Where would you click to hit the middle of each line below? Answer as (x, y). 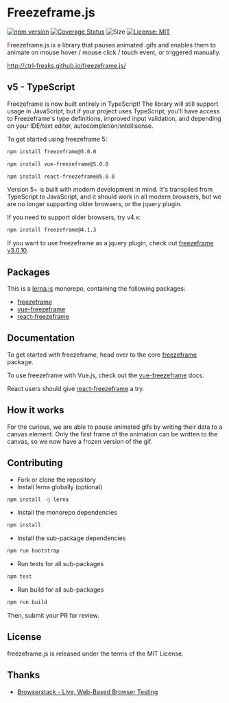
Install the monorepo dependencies (67, 513)
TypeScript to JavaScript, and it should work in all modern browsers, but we (114, 197)
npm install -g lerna (38, 500)
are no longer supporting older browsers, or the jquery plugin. (94, 204)
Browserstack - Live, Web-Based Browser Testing (87, 691)
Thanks (24, 675)
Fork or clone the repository (56, 480)
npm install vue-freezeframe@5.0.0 (58, 164)
